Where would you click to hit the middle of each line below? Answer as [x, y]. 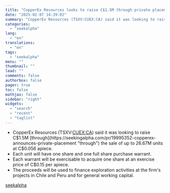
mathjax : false [21, 94]
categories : [18, 24]
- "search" [21, 109]
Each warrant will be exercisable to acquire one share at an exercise [83, 159]
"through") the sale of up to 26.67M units [120, 143]
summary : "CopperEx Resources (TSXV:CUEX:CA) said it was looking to [80, 19]
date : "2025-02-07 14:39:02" [36, 15]
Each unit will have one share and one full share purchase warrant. [82, 154]
